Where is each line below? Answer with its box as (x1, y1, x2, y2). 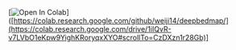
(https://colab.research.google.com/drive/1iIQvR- (8, 25, 172, 33)
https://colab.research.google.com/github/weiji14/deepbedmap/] (13, 16, 230, 25)
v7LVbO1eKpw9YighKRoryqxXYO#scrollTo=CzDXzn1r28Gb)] (8, 33, 209, 42)
